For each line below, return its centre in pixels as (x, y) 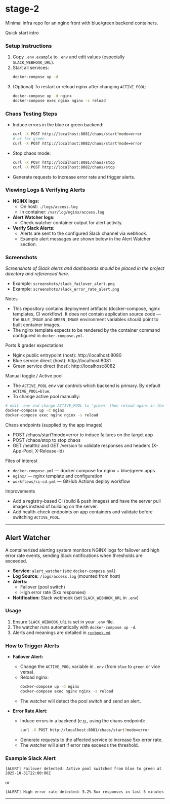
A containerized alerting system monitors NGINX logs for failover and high (82, 550)
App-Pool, (23, 451)
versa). (28, 672)
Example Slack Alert (31, 758)
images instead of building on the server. (55, 506)
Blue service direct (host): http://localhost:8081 (62, 361)
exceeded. (16, 561)
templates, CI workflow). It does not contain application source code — (87, 314)
